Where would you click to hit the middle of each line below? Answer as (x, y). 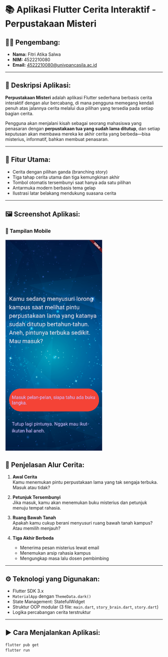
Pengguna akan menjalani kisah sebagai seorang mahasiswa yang (73, 123)
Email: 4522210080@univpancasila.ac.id (55, 65)
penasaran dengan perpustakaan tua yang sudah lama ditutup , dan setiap (83, 128)
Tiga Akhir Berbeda (33, 538)
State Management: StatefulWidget (48, 601)
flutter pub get (22, 645)
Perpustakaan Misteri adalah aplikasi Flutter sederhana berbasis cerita (79, 97)
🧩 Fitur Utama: (28, 160)
